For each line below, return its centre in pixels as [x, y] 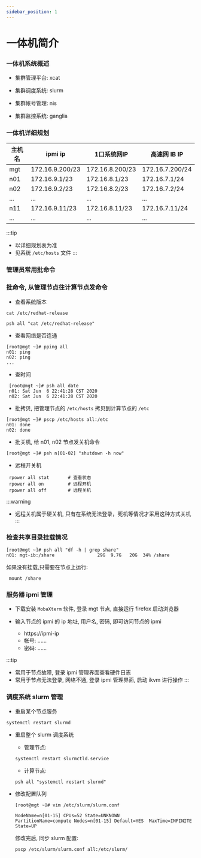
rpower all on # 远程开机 [50, 484]
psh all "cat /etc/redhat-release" [51, 323]
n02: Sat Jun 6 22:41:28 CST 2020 [53, 396]
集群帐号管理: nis [36, 103]
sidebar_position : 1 [32, 12]
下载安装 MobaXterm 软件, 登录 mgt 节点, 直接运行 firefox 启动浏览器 [97, 609]
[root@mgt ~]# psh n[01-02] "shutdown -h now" [65, 453]
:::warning [19, 501]
